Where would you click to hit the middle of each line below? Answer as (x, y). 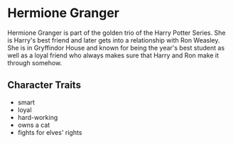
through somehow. (35, 62)
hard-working (38, 117)
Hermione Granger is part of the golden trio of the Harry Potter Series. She (116, 33)
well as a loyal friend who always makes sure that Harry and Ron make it (113, 55)
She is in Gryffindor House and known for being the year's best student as (116, 48)
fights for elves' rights (50, 132)
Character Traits (44, 85)
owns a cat (34, 125)
